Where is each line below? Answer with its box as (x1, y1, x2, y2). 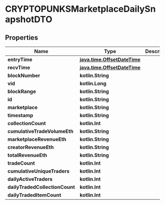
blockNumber (7, 72, 40, 79)
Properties (5, 33, 38, 42)
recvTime (7, 64, 30, 71)
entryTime (7, 56, 33, 63)
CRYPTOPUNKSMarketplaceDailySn (5, 3, 156, 15)
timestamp (7, 112, 33, 119)
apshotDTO (5, 14, 53, 25)
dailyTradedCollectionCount (7, 184, 75, 190)
